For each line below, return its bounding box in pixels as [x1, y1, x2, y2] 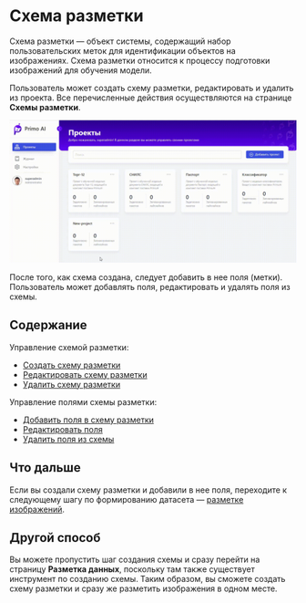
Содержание [9, 317, 88, 333]
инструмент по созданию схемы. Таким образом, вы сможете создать [9, 574, 286, 585]
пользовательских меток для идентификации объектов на [9, 45, 237, 56]
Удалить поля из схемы [22, 433, 115, 444]
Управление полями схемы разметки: [9, 396, 158, 407]
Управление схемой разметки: [9, 341, 129, 352]
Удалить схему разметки [22, 379, 121, 390]
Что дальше [9, 460, 81, 475]
